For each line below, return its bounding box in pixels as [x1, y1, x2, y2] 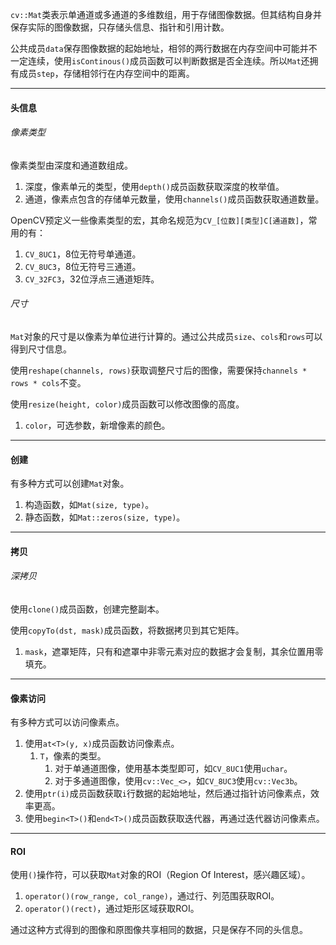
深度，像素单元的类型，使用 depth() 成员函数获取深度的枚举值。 [24, 180, 285, 192]
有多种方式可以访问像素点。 [10, 716, 125, 728]
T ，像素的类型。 [39, 750, 107, 762]
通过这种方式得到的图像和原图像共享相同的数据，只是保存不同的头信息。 [10, 924, 308, 936]
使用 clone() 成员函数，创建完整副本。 [10, 603, 165, 615]
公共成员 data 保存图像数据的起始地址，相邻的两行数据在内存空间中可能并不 [10, 43, 318, 54]
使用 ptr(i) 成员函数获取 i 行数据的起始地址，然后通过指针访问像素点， [24, 788, 311, 800]
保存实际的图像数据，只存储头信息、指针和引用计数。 [10, 21, 230, 33]
